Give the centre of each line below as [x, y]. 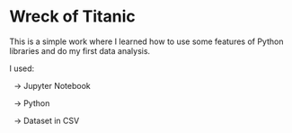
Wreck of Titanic [73, 17]
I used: [22, 68]
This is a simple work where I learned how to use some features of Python [146, 41]
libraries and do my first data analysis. [80, 50]
